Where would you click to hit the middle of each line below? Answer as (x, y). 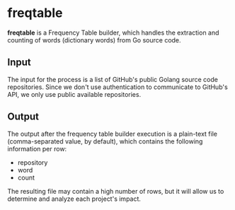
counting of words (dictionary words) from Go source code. (94, 40)
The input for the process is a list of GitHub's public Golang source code (113, 79)
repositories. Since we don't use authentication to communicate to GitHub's (117, 87)
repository (33, 162)
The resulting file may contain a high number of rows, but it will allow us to (116, 191)
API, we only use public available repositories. (74, 94)
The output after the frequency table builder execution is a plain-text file (113, 134)
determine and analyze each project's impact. (74, 199)
